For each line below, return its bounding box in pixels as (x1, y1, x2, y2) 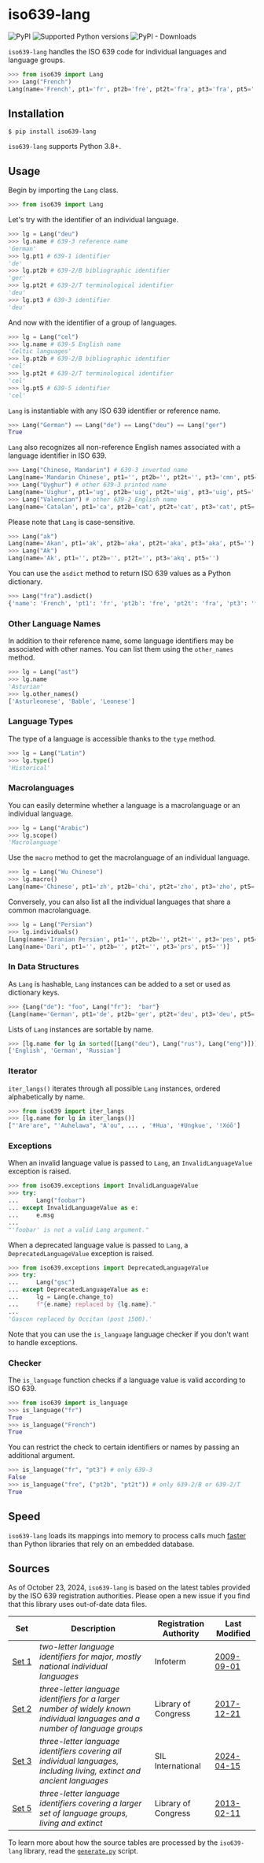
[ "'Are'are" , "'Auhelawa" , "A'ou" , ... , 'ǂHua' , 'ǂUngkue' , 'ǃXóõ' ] (8, 1121, 241, 1130)
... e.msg (8, 1211, 55, 1219)
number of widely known (38, 1704, 131, 1715)
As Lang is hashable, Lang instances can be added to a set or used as (8, 979, 231, 988)
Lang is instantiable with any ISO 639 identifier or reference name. (8, 406, 221, 415)
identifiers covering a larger (38, 1798, 142, 1809)
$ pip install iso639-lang (8, 128, 97, 136)
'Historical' (8, 764, 51, 772)
